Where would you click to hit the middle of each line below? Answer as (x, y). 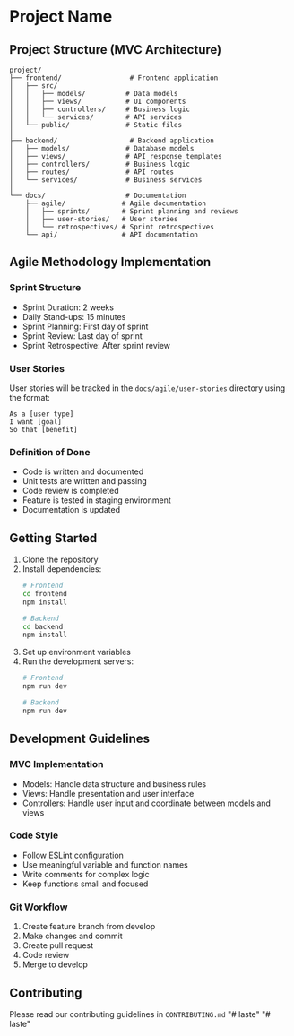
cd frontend (44, 593)
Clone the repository (60, 560)
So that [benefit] (43, 429)
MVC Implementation (56, 764)
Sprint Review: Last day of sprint (82, 336)
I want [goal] (36, 422)
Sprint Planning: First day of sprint (85, 326)
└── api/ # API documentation (112, 235)
